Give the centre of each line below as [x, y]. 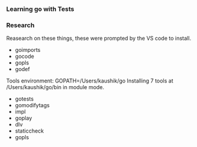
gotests [24, 99]
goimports [28, 50]
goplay [23, 118]
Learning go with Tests [40, 9]
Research [20, 25]
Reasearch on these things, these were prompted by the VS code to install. [99, 39]
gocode [24, 57]
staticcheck [29, 131]
